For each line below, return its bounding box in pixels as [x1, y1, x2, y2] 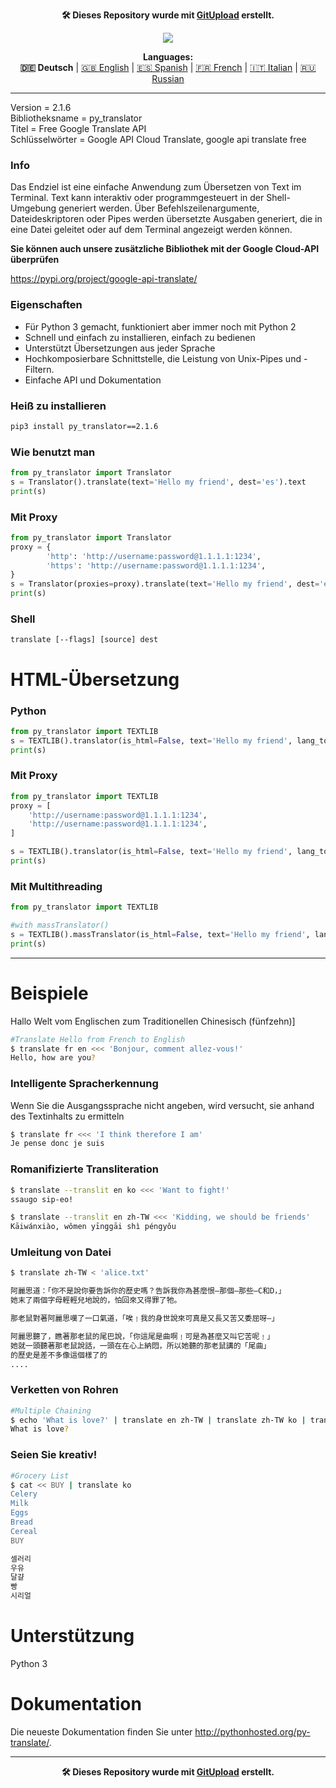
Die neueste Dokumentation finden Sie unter [10, 1725, 193, 1738]
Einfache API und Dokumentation [24, 374, 162, 386]
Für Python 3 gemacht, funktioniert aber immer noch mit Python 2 [24, 320, 297, 333]
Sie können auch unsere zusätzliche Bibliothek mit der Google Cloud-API [10, 243, 320, 255]
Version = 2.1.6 [10, 102, 72, 113]
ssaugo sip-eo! [10, 1194, 74, 1204]
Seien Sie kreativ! [10, 1448, 98, 1462]
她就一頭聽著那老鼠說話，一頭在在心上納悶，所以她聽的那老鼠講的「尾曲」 [10, 1340, 272, 1351]
